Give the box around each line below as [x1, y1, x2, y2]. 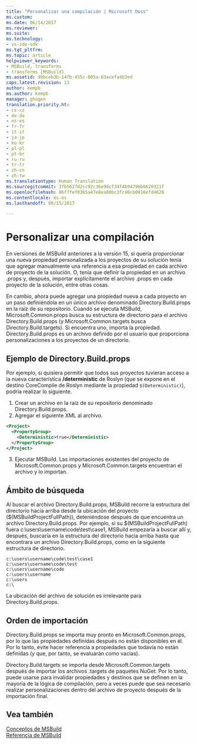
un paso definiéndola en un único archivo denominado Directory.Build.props [6, 299, 191, 306]
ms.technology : [6, 36, 44, 42]
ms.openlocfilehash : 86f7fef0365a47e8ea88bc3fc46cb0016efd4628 [6, 189, 165, 195]
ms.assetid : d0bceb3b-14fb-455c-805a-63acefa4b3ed [6, 74, 133, 80]
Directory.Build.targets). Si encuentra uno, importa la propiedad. [6, 324, 162, 331]
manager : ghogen [6, 96, 46, 102]
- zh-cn [6, 167, 25, 174]
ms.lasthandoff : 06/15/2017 [6, 200, 75, 206]
